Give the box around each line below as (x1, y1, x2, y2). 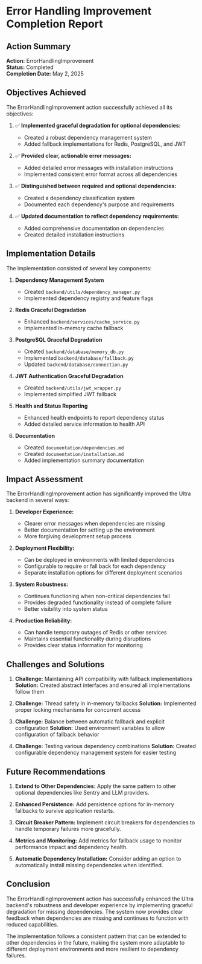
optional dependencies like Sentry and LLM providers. (14, 789, 150, 796)
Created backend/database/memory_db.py (24, 348, 124, 355)
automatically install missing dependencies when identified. (14, 862, 163, 869)
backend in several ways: (6, 497, 69, 504)
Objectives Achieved (6, 88, 86, 98)
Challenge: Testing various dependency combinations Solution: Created (14, 743, 196, 750)
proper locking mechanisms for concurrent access (14, 706, 141, 714)
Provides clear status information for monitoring (24, 642, 144, 649)
